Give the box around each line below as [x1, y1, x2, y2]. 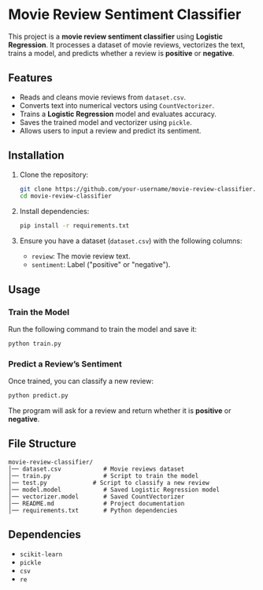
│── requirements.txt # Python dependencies [8, 506, 178, 514]
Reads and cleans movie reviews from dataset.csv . [19, 92, 187, 102]
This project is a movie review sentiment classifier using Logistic [8, 32, 223, 41]
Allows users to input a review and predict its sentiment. [19, 126, 202, 135]
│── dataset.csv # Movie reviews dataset [8, 464, 185, 473]
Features [8, 71, 53, 85]
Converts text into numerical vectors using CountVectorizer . [19, 100, 215, 110]
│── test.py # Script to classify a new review [8, 479, 210, 487]
